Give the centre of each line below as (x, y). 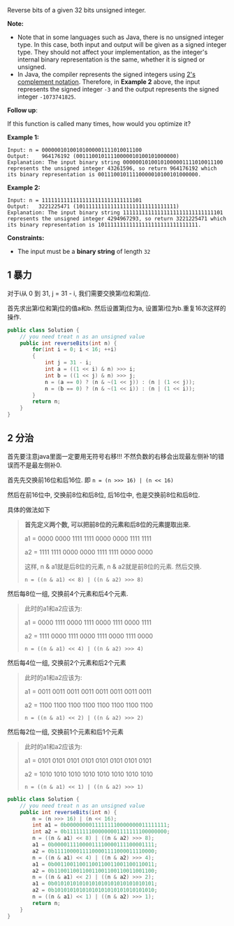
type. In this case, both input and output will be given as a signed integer (122, 44)
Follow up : (23, 110)
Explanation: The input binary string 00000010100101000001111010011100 (115, 162)
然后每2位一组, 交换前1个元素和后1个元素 (65, 732)
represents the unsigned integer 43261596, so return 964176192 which (112, 169)
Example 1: (23, 137)
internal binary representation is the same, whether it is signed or (111, 59)
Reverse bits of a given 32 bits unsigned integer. (77, 10)
